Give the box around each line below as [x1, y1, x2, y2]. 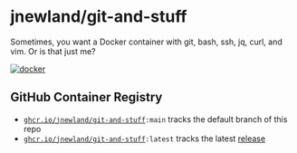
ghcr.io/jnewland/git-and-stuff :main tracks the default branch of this [23, 113, 288, 124]
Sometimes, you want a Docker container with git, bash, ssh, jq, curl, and [10, 36, 283, 47]
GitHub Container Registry [10, 90, 163, 105]
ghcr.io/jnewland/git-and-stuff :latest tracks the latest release [23, 133, 266, 144]
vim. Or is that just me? [10, 45, 96, 56]
